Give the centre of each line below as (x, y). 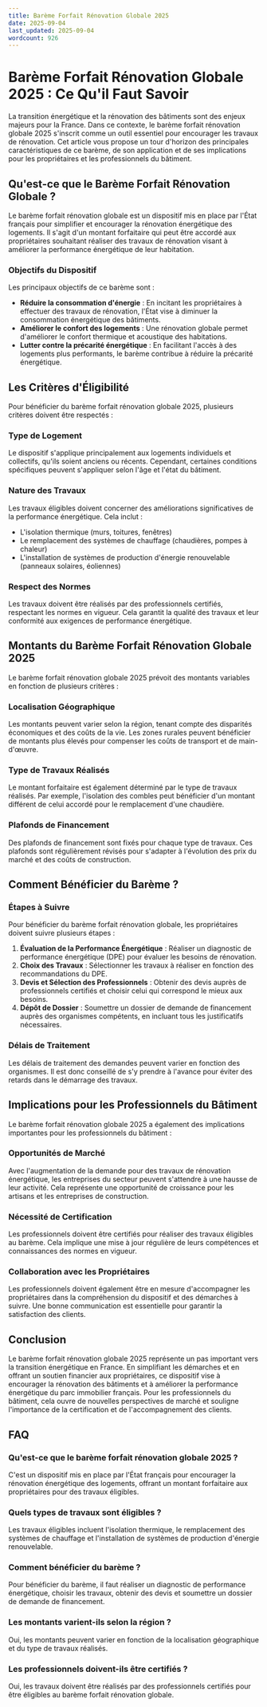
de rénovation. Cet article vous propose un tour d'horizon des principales (129, 142)
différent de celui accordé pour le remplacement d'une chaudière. (116, 804)
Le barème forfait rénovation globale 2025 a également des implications (127, 1124)
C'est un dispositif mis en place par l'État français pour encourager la (122, 1474)
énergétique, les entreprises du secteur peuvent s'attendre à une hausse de (133, 1179)
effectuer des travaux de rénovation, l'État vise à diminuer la (118, 311)
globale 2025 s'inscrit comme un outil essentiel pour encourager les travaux (133, 133)
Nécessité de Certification (60, 1216)
